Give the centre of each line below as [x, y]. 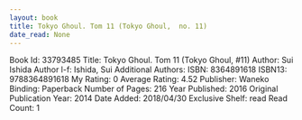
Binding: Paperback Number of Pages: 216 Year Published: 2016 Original [144, 89]
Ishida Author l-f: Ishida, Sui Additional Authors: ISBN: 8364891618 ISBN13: [148, 69]
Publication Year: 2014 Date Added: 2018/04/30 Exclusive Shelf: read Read [149, 98]
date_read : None [40, 34]
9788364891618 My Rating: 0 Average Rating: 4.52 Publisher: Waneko [139, 79]
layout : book [34, 18]
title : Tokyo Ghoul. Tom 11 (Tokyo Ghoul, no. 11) [108, 26]
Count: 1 [25, 108]
